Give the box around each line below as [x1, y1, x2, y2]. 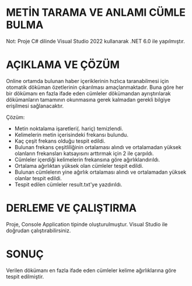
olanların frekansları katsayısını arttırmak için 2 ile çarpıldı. [14, 150, 154, 157]
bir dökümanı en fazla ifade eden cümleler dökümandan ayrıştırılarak [6, 89, 171, 97]
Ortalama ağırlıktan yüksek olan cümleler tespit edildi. [14, 162, 144, 169]
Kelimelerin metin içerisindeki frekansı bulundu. [14, 131, 128, 138]
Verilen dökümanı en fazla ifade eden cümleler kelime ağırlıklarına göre [6, 267, 177, 274]
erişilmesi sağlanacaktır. [6, 102, 64, 109]
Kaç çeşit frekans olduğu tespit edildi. [14, 137, 106, 144]
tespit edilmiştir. [6, 273, 44, 280]
